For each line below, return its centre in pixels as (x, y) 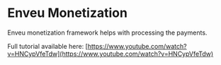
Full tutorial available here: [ (48, 46)
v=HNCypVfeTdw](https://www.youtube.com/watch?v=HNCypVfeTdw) (110, 54)
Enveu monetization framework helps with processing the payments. (107, 32)
